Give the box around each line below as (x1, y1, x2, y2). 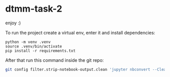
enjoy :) (5, 20, 21, 26)
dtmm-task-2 (5, 3, 62, 15)
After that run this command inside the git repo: (5, 57, 104, 63)
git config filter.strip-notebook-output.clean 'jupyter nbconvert (5, 67, 151, 72)
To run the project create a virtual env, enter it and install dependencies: (5, 29, 155, 35)
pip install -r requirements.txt (5, 48, 76, 53)
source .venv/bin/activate (5, 44, 62, 49)
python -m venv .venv (5, 39, 51, 45)
